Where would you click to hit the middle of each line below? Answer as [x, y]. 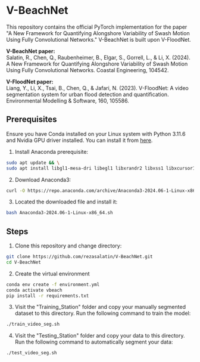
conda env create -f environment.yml [53, 284]
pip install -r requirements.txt [48, 296]
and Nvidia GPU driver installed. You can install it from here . [79, 140]
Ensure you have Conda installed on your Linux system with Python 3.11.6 [96, 134]
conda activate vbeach [34, 290]
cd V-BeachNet [24, 262]
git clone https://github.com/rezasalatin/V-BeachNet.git [79, 257]
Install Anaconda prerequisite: [51, 151]
